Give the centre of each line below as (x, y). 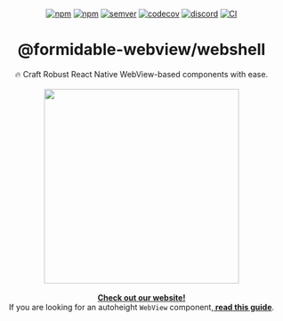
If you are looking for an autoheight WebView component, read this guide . (141, 307)
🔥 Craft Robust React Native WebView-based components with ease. (141, 74)
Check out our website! (141, 297)
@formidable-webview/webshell (141, 50)
